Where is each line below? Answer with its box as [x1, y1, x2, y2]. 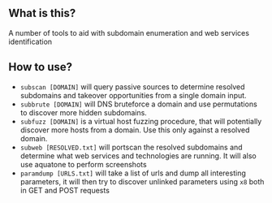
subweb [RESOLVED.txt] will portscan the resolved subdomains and [19, 142, 243, 152]
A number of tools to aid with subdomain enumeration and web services [8, 28, 250, 37]
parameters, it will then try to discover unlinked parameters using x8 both [19, 176, 265, 186]
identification [8, 37, 53, 46]
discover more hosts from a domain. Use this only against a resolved [19, 125, 250, 135]
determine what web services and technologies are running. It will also [19, 150, 257, 161]
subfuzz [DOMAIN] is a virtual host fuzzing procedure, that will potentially [19, 116, 262, 126]
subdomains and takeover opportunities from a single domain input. [19, 90, 247, 100]
